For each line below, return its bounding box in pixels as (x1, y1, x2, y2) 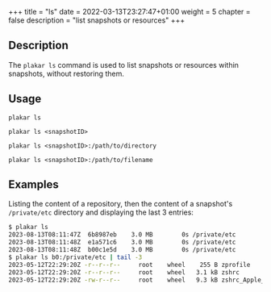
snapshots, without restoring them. (8, 69, 125, 78)
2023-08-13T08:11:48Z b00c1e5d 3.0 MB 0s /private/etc (8, 246, 236, 254)
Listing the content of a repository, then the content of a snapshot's (8, 199, 233, 209)
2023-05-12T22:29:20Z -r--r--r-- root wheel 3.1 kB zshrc (8, 268, 240, 277)
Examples (8, 177, 59, 192)
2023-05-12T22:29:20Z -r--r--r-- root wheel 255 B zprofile (8, 261, 251, 269)
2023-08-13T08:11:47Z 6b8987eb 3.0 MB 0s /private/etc (8, 231, 236, 239)
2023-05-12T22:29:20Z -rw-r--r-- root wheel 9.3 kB (8, 276, 219, 284)
